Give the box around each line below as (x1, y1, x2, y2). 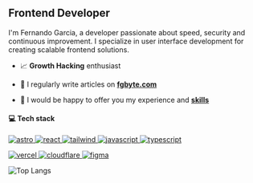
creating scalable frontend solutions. (8, 44, 130, 55)
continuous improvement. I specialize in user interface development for (8, 36, 244, 46)
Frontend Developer (8, 6, 111, 20)
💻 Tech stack (8, 114, 55, 124)
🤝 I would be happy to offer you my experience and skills (19, 95, 210, 104)
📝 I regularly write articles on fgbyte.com (19, 79, 157, 89)
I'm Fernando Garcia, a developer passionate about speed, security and (8, 27, 246, 37)
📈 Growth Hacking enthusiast (19, 60, 121, 71)
